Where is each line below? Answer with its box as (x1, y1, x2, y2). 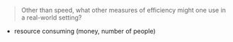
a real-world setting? (21, 13, 82, 22)
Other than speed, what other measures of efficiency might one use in (21, 6, 227, 14)
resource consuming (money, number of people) (13, 27, 156, 35)
